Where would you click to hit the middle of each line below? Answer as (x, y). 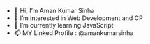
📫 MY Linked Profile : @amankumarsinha (74, 33)
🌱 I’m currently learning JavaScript (63, 25)
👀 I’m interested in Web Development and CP (78, 18)
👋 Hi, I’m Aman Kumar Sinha (54, 11)
